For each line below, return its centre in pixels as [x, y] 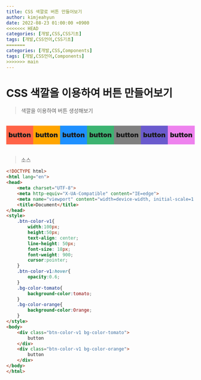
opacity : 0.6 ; [44, 277]
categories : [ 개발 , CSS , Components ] [49, 51]
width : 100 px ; [44, 227]
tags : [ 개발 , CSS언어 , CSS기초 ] [40, 39]
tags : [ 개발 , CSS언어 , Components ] [45, 56]
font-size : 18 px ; [49, 249]
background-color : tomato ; [60, 293]
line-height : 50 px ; [52, 243]
